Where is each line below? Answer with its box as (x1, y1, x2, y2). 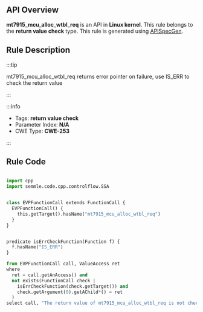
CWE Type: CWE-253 (14, 127, 70, 134)
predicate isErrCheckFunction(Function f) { (6, 239, 120, 245)
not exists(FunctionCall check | (11, 277, 96, 284)
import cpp (6, 178, 34, 184)
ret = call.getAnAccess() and (11, 272, 88, 278)
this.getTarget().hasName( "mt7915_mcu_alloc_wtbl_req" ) (17, 211, 161, 217)
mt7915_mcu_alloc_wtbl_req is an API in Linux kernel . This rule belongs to (6, 21, 193, 28)
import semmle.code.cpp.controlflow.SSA (6, 184, 110, 190)
